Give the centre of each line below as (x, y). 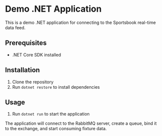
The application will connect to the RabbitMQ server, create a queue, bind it (81, 123)
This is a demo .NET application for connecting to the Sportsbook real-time (81, 22)
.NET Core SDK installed (37, 55)
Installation (22, 70)
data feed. (15, 27)
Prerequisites (26, 43)
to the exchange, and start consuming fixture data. (56, 129)
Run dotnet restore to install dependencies (56, 87)
